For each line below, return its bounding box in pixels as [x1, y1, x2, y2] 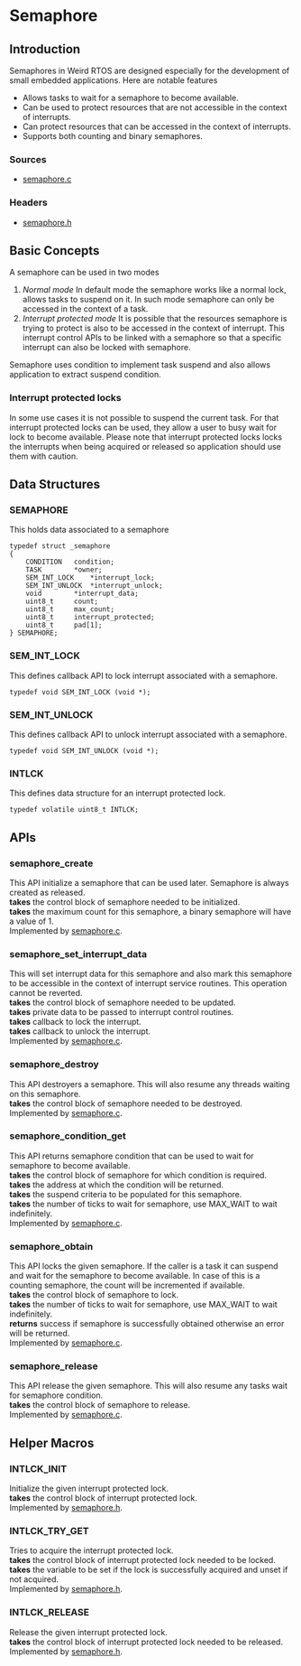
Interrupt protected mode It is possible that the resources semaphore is [22, 313, 287, 324]
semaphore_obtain [9, 1240, 94, 1252]
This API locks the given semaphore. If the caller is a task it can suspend [9, 1261, 278, 1271]
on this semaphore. [9, 1088, 81, 1099]
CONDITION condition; [25, 557, 115, 567]
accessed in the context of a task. [22, 303, 149, 314]
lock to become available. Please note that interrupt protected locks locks [9, 431, 282, 442]
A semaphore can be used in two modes [9, 267, 160, 278]
